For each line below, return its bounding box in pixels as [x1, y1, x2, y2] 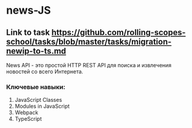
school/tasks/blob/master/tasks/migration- [6, 36, 172, 46]
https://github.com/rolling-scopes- [51, 27, 186, 38]
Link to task [6, 27, 51, 38]
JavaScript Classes [14, 96, 62, 104]
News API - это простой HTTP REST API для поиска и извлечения [6, 62, 172, 68]
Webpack [14, 109, 39, 116]
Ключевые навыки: [6, 83, 65, 91]
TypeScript [14, 115, 42, 123]
